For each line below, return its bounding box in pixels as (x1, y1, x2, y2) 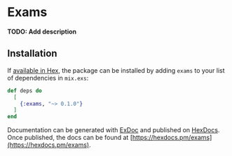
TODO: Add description (7, 27, 77, 36)
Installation (7, 48, 57, 59)
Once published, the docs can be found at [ (7, 134, 133, 142)
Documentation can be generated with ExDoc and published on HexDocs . (7, 126, 220, 134)
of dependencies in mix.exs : (7, 73, 89, 82)
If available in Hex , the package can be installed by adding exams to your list (7, 66, 226, 74)
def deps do (7, 87, 42, 94)
